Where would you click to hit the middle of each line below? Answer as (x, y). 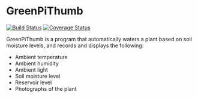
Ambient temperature (41, 57)
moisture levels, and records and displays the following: (75, 45)
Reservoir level (33, 82)
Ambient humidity (37, 63)
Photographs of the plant (46, 88)
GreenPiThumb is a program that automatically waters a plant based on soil (99, 39)
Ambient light (31, 69)
